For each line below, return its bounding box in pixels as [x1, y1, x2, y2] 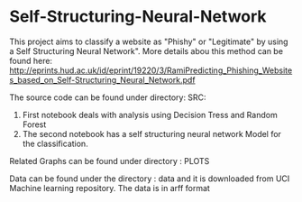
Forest [22, 119, 47, 130]
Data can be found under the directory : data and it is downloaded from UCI [9, 173, 290, 184]
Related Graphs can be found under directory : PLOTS [9, 155, 210, 166]
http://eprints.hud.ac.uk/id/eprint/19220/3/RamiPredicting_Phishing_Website [9, 65, 293, 76]
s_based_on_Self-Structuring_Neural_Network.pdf [9, 74, 196, 85]
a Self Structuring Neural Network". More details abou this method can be [9, 45, 284, 56]
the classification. [22, 138, 88, 149]
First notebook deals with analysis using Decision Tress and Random [22, 109, 278, 120]
